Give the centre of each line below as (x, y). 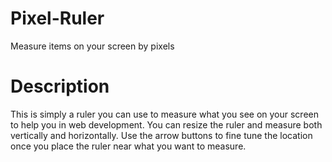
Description (60, 86)
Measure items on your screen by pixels (92, 46)
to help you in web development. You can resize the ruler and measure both (166, 124)
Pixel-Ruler (57, 18)
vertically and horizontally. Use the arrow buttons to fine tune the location (161, 135)
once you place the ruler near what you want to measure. (128, 146)
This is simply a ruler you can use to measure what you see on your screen (164, 114)
